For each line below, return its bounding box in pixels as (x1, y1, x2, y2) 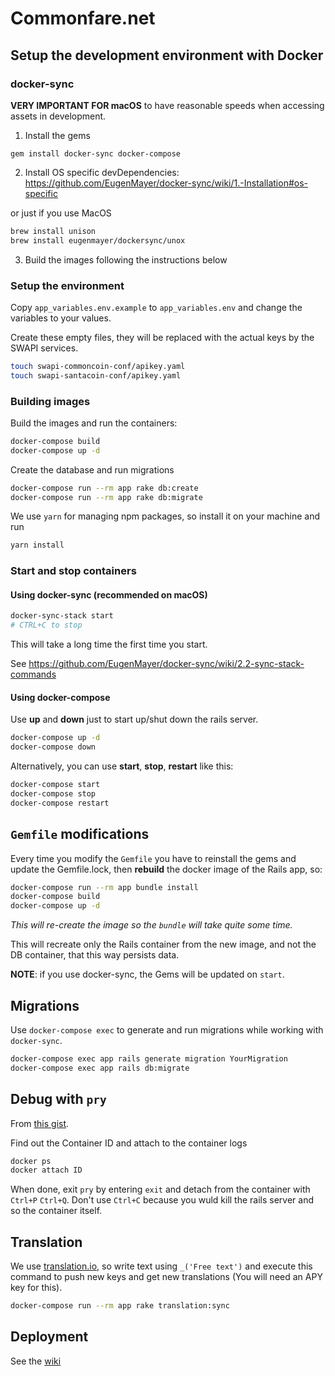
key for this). (10, 1282, 63, 1294)
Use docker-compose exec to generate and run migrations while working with (10, 1024, 324, 1036)
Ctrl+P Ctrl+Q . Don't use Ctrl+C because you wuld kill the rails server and (10, 1194, 315, 1206)
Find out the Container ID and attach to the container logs (10, 1137, 248, 1149)
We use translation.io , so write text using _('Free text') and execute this (10, 1260, 313, 1272)
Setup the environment (10, 278, 125, 292)
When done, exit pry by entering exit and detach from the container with (10, 1183, 311, 1196)
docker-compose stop (10, 789, 97, 799)
